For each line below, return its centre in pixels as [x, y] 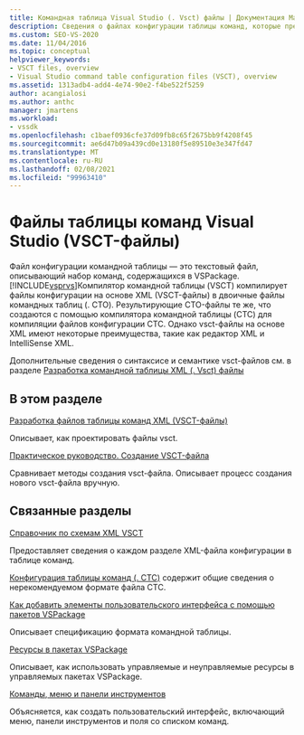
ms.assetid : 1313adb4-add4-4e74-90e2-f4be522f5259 [107, 85]
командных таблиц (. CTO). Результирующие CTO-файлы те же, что [140, 305]
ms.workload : [34, 118]
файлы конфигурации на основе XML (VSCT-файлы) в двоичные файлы [147, 296]
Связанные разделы [71, 511]
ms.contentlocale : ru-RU [56, 160]
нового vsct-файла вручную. [65, 483]
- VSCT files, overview [54, 69]
